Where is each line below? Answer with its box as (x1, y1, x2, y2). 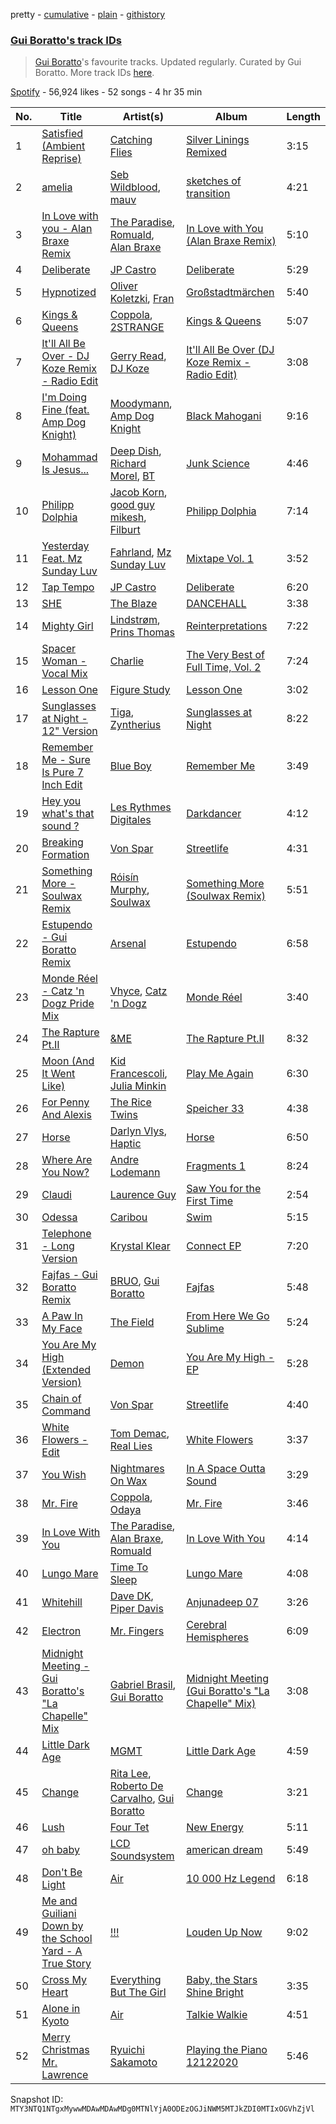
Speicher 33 (186, 1102, 245, 1116)
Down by (41, 1919, 84, 1933)
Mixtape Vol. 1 (186, 552, 254, 566)
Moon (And (41, 1054, 95, 1068)
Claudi (41, 1188, 72, 1202)
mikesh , (109, 510, 147, 524)
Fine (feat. (41, 403, 90, 417)
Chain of (41, 1392, 82, 1406)
